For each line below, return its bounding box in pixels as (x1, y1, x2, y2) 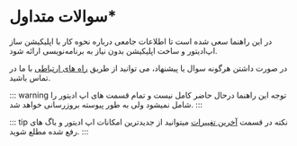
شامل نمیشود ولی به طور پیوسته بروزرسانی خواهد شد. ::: (9, 99, 202, 109)
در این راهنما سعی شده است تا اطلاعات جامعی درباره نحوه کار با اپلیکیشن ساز (9, 36, 273, 47)
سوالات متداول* (9, 6, 117, 27)
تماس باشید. (9, 72, 51, 82)
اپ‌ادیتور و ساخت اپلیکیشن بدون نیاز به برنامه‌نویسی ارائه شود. (9, 45, 218, 56)
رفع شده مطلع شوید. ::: (9, 125, 89, 136)
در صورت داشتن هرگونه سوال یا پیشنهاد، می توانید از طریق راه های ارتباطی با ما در (9, 63, 288, 73)
